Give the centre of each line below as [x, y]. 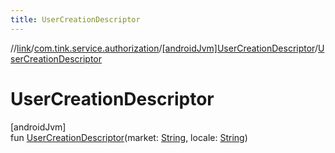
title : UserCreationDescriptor [75, 19]
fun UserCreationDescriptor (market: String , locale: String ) [129, 137]
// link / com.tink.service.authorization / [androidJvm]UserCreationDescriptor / [164, 48]
